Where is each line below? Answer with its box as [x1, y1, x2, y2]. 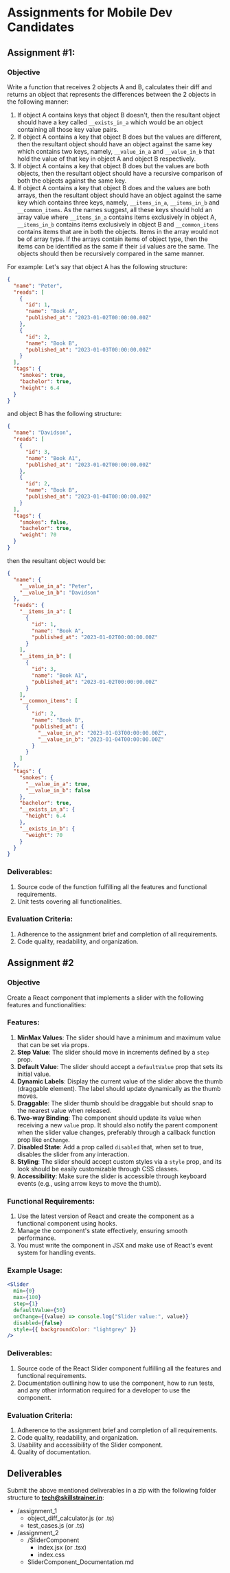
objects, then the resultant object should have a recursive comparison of [16, 169, 223, 177]
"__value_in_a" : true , [25, 781, 91, 788]
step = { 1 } [13, 1300, 38, 1307]
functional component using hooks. [16, 1219, 118, 1228]
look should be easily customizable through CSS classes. [16, 1164, 179, 1173]
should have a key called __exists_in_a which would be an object [16, 118, 203, 126]
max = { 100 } [13, 1294, 41, 1301]
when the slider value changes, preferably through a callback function [16, 1128, 216, 1136]
